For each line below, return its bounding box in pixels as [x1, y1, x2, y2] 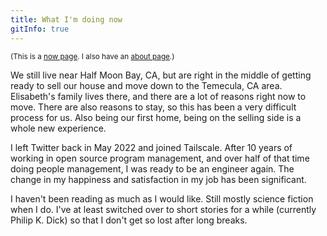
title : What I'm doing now [10, 14, 123, 25]
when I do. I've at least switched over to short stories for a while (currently [10, 203, 317, 215]
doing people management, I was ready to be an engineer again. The [10, 162, 295, 175]
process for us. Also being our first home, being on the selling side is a [10, 111, 302, 123]
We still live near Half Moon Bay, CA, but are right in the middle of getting [10, 69, 312, 81]
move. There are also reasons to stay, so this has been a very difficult [10, 101, 297, 113]
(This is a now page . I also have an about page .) [10, 51, 175, 61]
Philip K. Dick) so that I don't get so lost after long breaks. [10, 214, 248, 226]
